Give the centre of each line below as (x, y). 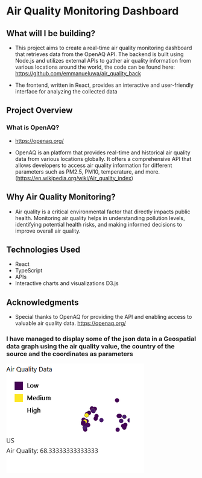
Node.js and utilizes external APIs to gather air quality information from (103, 61)
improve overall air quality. (48, 231)
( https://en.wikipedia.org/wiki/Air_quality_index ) (74, 178)
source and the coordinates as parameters (70, 354)
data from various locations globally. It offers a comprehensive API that (103, 159)
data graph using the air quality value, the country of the (90, 347)
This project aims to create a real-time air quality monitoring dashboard (103, 48)
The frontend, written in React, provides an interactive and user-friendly (104, 85)
